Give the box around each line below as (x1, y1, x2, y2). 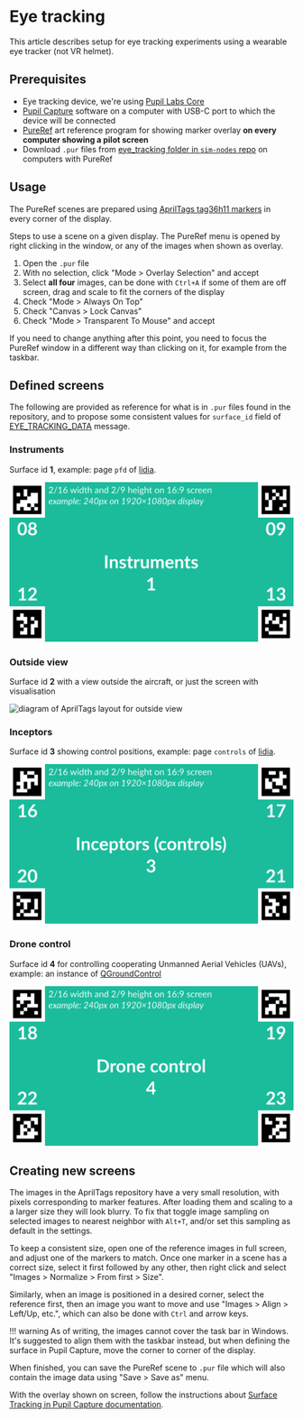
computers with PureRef (22, 153, 113, 164)
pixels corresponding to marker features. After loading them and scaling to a (9, 1197, 293, 1208)
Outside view (9, 656, 69, 668)
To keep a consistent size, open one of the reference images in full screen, (9, 1243, 287, 1254)
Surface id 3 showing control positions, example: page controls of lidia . (9, 746, 277, 757)
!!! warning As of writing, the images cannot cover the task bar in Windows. (9, 1326, 289, 1337)
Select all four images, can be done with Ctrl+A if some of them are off (22, 277, 287, 288)
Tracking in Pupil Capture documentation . (9, 1399, 164, 1410)
